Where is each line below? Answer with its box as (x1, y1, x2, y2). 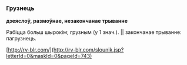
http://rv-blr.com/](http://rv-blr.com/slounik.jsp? (8, 46, 124, 53)
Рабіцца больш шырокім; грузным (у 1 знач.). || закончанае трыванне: (6, 29, 182, 36)
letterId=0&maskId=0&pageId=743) (6, 53, 92, 60)
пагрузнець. (6, 35, 36, 42)
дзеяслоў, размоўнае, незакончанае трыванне (6, 18, 128, 25)
